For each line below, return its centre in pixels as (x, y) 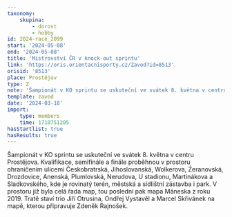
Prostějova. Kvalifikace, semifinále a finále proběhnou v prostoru (99, 162)
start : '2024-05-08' (37, 45)
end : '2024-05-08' (33, 52)
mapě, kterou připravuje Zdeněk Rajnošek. (67, 206)
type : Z (18, 84)
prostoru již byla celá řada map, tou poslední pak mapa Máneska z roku (109, 192)
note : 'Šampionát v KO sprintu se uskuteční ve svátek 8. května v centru (117, 90)
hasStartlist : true (35, 129)
